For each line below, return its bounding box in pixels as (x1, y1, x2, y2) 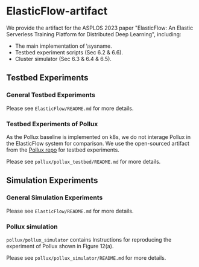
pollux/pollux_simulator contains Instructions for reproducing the (6, 236, 172, 243)
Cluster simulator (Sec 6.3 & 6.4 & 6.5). (14, 55, 112, 62)
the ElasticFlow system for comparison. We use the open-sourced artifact (6, 140, 190, 147)
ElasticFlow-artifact (6, 4, 108, 18)
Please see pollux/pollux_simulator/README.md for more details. (6, 254, 166, 261)
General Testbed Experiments (6, 91, 95, 99)
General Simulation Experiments (6, 193, 103, 202)
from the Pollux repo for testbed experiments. (6, 146, 119, 153)
